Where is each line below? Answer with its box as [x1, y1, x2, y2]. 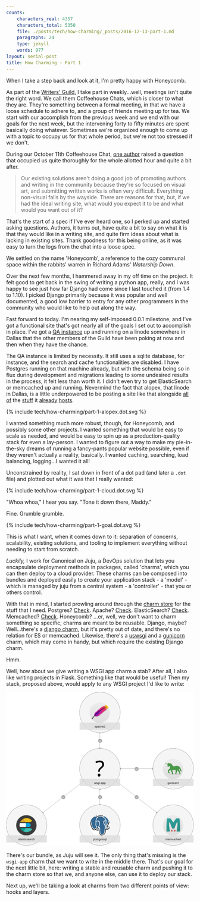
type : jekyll [17, 41, 49, 47]
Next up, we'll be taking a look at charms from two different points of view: [6, 882, 189, 889]
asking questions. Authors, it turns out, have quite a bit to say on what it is [6, 224, 187, 231]
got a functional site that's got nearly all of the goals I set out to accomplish [6, 322, 191, 329]
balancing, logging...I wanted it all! [6, 457, 90, 464]
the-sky [6, 445, 26, 452]
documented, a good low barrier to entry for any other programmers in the [6, 297, 189, 304]
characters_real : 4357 [17, 15, 73, 22]
